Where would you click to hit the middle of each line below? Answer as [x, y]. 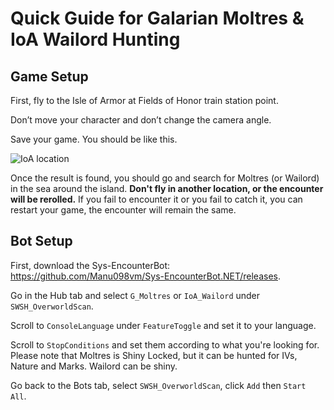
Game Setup [49, 76]
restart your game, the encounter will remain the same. [123, 210]
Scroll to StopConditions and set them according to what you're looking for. [165, 344]
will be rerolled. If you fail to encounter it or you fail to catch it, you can [156, 199]
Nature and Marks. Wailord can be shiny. [94, 366]
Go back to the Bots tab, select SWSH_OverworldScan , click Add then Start [158, 385]
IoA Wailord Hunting [95, 39]
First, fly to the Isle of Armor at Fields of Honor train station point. [144, 100]
